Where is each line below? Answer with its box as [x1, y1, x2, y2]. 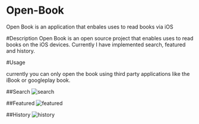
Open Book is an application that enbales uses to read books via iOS [6, 23, 173, 30]
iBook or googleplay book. [6, 77, 71, 84]
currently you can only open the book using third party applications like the [6, 70, 190, 77]
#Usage [6, 59, 26, 66]
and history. [6, 47, 36, 54]
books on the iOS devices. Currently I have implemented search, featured [6, 41, 186, 48]
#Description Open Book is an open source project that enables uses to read [6, 34, 194, 42]
